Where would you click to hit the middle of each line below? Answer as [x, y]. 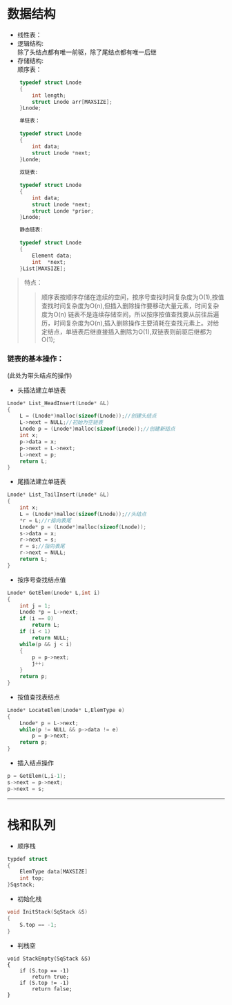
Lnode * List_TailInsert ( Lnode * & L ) [58, 495]
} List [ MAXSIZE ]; [43, 268]
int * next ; [49, 262]
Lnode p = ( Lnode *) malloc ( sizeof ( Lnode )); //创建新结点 [97, 429]
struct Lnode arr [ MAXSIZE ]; [72, 102]
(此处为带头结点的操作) [40, 375]
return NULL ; [51, 638]
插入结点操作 [35, 763]
